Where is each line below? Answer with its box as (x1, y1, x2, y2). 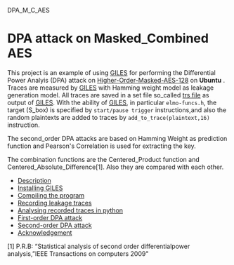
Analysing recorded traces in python (17, 206, 124, 215)
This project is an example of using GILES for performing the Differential (7, 68, 216, 76)
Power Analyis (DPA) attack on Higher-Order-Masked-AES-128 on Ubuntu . (7, 76, 226, 84)
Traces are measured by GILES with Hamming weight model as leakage (7, 83, 214, 92)
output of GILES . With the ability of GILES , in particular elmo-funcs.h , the (7, 98, 217, 107)
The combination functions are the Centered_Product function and (7, 155, 200, 163)
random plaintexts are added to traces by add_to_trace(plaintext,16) (7, 113, 210, 121)
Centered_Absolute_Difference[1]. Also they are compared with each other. (7, 163, 224, 171)
